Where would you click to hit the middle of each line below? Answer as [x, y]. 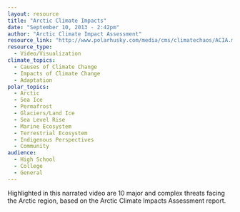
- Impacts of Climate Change [57, 73]
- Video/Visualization [47, 54]
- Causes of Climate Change [56, 67]
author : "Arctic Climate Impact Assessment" [75, 34]
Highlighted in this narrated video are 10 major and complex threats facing [116, 193]
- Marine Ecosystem [43, 126]
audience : [22, 153]
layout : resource [33, 14]
